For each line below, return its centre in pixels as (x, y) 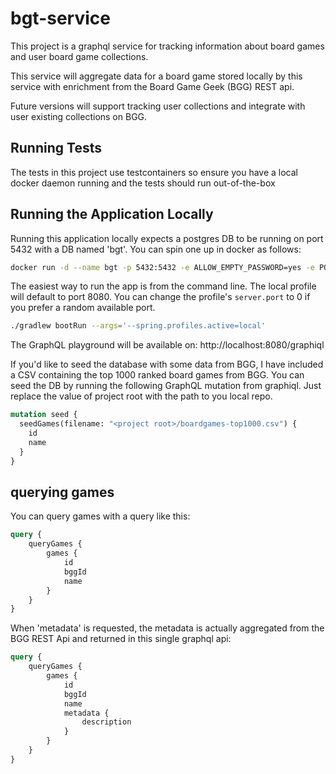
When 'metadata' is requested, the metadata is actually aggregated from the (167, 628)
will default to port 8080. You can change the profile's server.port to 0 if (160, 297)
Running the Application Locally (112, 214)
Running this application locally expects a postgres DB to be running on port (167, 238)
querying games (62, 492)
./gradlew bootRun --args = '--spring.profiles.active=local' (138, 326)
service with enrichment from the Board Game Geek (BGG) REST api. (152, 86)
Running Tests (56, 148)
